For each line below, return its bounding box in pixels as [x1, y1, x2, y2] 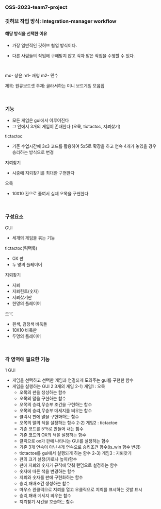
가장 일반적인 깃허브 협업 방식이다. [12, 43, 77, 49]
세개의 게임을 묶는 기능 [12, 235, 55, 240]
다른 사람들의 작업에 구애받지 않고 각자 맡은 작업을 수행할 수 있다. [12, 53, 135, 59]
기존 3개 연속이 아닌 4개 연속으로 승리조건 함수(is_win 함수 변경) [19, 444, 141, 450]
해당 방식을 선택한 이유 [5, 31, 48, 36]
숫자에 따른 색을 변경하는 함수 [19, 468, 75, 474]
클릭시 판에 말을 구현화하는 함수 [19, 413, 79, 419]
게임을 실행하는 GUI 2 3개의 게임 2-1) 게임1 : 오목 [12, 383, 105, 389]
